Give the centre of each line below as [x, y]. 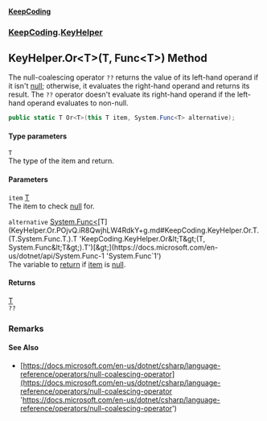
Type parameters [38, 136]
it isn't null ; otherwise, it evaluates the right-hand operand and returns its [129, 86]
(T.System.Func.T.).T [43, 238]
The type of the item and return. [61, 161]
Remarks [26, 328]
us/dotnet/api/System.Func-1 [56, 256]
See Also [23, 348]
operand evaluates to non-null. [78, 103]
